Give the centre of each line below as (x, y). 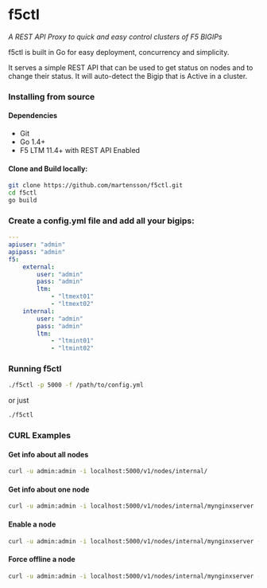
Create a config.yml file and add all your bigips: (101, 221)
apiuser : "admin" (37, 245)
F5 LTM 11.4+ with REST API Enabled (80, 151)
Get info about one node (49, 489)
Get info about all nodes (48, 454)
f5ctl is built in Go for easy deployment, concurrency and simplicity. (119, 52)
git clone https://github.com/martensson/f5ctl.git (95, 186)
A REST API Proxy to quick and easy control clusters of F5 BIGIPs (115, 37)
